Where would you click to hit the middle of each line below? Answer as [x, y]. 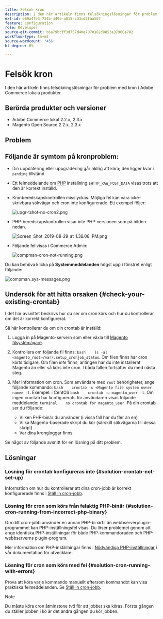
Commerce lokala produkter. [33, 92]
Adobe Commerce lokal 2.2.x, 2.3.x [47, 120]
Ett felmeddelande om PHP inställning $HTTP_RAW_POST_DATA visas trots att [85, 183]
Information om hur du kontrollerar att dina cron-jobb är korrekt [68, 488]
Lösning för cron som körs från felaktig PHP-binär [65, 506]
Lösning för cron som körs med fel [46, 566]
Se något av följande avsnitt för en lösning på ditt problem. [64, 442]
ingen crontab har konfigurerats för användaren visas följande [74, 398]
